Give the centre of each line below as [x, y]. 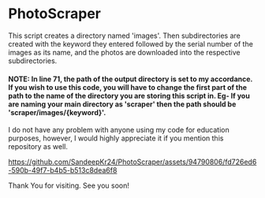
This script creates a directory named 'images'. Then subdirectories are [124, 35]
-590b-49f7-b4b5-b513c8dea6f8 [63, 170]
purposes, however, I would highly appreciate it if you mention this [116, 138]
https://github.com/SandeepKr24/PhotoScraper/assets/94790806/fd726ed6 [132, 162]
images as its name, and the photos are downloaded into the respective [124, 52]
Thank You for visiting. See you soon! [69, 185]
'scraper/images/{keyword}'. [57, 112]
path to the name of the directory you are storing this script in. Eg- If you [129, 95]
